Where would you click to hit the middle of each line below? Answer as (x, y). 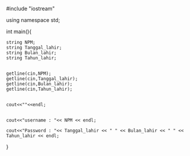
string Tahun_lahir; (32, 58)
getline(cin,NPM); (29, 74)
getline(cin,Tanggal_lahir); (42, 79)
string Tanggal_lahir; (34, 47)
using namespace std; (33, 20)
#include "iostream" (30, 9)
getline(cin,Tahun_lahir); (39, 89)
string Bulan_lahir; (32, 53)
